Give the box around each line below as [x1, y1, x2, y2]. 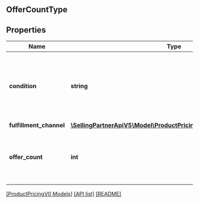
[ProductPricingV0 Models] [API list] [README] [6, 191, 121, 198]
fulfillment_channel [9, 121, 65, 130]
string [70, 82, 88, 91]
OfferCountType [6, 5, 68, 15]
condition [9, 82, 37, 91]
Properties [6, 25, 46, 35]
